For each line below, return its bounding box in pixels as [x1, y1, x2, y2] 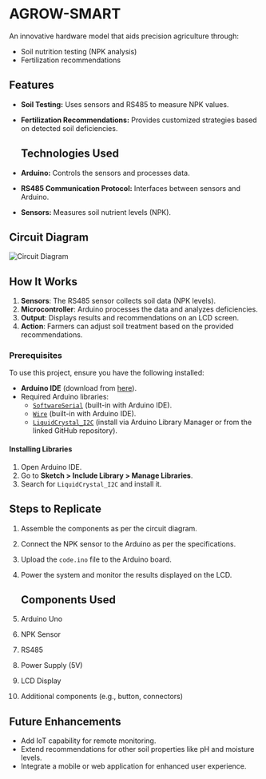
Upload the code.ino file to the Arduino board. [20, 554, 173, 564]
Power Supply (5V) [20, 661, 83, 670]
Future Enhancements [9, 714, 122, 728]
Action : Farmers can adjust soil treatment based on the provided [20, 321, 234, 332]
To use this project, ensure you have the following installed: [9, 368, 204, 378]
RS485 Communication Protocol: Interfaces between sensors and [20, 183, 240, 193]
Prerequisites [9, 350, 62, 361]
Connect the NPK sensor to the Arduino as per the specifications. [20, 539, 236, 548]
